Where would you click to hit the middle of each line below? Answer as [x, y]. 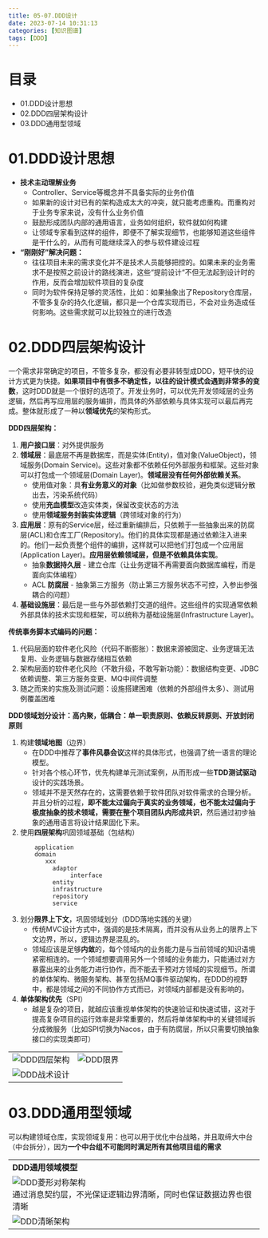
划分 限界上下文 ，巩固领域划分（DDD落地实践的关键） [108, 919]
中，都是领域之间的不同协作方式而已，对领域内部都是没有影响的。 [140, 989]
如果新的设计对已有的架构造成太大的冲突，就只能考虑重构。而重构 [140, 202]
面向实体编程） [56, 575]
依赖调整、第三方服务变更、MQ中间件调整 [89, 679]
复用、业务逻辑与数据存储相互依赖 [76, 659]
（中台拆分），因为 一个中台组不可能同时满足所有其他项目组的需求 [115, 1147]
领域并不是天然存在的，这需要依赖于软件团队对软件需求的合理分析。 [144, 792]
